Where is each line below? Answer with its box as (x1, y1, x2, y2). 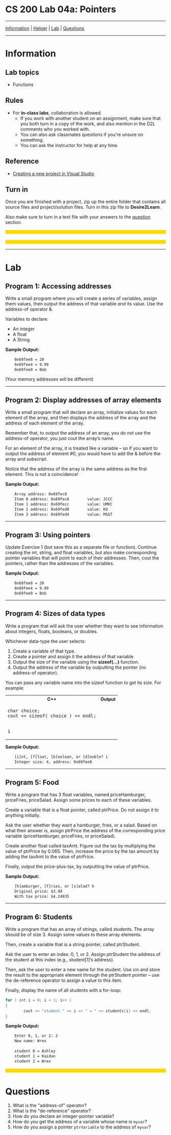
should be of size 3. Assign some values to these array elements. (5, 931, 142, 938)
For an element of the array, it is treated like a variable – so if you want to (5, 445, 158, 451)
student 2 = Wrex (14, 1059, 51, 1064)
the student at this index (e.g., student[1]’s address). (5, 956, 115, 962)
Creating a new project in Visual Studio (12, 171, 95, 177)
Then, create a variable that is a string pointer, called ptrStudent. (5, 941, 140, 947)
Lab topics (5, 68, 39, 77)
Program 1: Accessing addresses (5, 281, 112, 291)
